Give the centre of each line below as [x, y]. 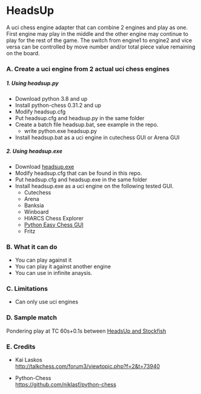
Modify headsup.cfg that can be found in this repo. [78, 173]
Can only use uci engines [47, 302]
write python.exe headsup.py [61, 131]
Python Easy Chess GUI [54, 225]
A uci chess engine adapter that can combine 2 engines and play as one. [97, 27]
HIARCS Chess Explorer [54, 218]
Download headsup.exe [44, 166]
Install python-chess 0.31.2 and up [58, 105]
